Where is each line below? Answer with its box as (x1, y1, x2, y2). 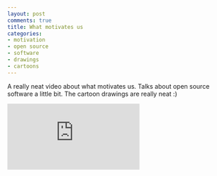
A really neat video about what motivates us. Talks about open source (7, 82, 210, 90)
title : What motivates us (7, 23, 83, 30)
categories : (7, 30, 42, 37)
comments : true (7, 17, 52, 24)
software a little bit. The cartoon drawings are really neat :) (7, 89, 178, 98)
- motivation (7, 37, 46, 44)
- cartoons (7, 63, 39, 70)
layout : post (7, 10, 46, 18)
